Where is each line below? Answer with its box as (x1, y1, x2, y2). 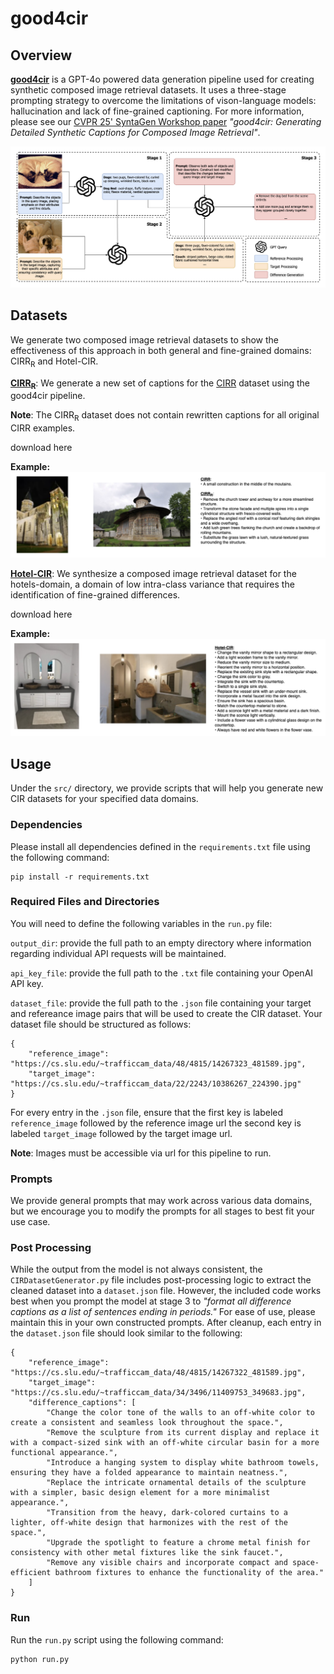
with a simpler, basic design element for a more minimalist (10, 1488, 271, 1498)
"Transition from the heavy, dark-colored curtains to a (46, 1508, 288, 1518)
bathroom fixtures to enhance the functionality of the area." (54, 1568, 325, 1578)
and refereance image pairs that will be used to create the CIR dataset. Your (10, 1007, 323, 1019)
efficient (10, 1568, 52, 1578)
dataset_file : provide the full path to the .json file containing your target (10, 997, 312, 1009)
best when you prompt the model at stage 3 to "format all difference (10, 1295, 292, 1307)
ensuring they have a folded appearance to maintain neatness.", (10, 1468, 288, 1478)
